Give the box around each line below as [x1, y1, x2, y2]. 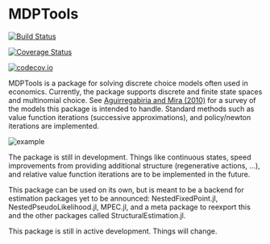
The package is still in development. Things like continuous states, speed [8, 152, 251, 162]
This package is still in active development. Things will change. [8, 226, 218, 236]
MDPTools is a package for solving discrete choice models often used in [8, 78, 248, 88]
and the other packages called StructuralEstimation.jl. [8, 210, 186, 220]
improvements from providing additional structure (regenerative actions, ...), [8, 160, 260, 170]
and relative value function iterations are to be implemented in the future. [8, 169, 251, 179]
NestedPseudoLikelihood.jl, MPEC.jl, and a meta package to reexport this [8, 202, 251, 212]
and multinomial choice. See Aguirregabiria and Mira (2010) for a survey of [8, 95, 256, 105]
